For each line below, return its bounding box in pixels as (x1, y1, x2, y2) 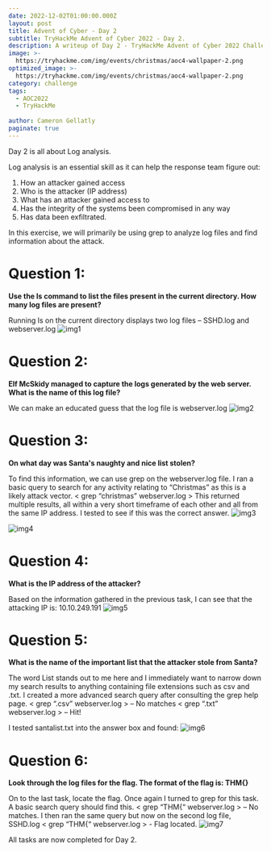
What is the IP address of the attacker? (8, 578, 141, 588)
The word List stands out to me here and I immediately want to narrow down (8, 673, 262, 683)
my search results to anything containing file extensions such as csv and (8, 682, 250, 691)
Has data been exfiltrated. (19, 211, 107, 222)
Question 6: (8, 751, 89, 770)
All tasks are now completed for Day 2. (8, 835, 137, 845)
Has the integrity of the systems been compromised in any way (19, 203, 231, 213)
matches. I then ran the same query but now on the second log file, (8, 811, 231, 821)
